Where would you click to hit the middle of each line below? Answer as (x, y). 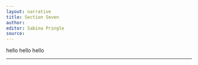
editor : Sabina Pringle (35, 28)
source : (16, 34)
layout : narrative (29, 12)
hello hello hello (25, 50)
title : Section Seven (33, 17)
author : (16, 22)
